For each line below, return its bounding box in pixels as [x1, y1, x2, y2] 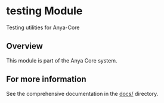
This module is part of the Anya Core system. [6, 57, 117, 64]
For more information [6, 74, 86, 85]
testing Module [6, 4, 83, 18]
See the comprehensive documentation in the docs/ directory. [6, 90, 159, 97]
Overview [6, 41, 44, 51]
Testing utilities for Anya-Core [6, 24, 80, 31]
